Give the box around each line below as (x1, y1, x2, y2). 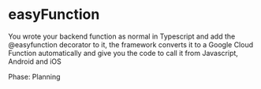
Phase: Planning (8, 72, 61, 81)
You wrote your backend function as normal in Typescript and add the (8, 32, 236, 41)
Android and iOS (8, 57, 62, 66)
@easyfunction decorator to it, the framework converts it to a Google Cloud (8, 39, 254, 49)
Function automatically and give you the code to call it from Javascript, (8, 48, 239, 57)
